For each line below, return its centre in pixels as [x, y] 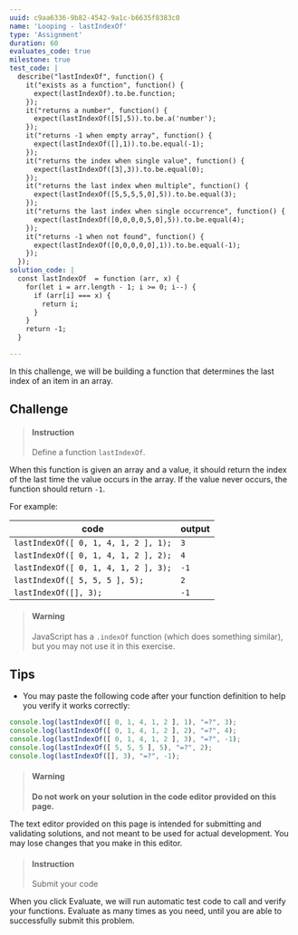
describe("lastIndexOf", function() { [91, 77]
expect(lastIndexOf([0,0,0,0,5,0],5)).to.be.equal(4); [139, 219]
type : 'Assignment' [46, 34]
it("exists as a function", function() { [105, 85]
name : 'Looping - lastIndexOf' [68, 26]
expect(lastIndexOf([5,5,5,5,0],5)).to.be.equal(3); [135, 195]
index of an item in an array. [61, 380]
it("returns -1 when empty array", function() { [119, 136]
